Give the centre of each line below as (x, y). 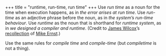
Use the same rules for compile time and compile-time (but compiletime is (81, 43)
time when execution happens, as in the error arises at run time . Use (75, 12)
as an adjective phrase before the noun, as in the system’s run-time (84, 18)
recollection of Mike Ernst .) (33, 33)
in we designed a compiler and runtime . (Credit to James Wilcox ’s (73, 28)
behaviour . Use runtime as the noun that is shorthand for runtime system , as (83, 23)
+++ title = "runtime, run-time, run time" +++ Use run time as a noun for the (83, 7)
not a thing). (18, 48)
